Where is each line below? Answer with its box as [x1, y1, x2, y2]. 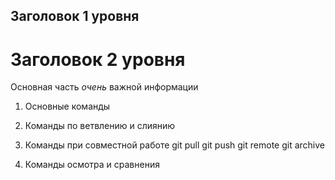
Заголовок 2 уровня [10, 48, 186, 71]
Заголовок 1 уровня [10, 8, 140, 25]
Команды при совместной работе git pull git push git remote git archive [24, 139, 325, 151]
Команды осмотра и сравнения [24, 159, 160, 171]
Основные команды [24, 100, 111, 113]
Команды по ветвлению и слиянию [24, 120, 176, 132]
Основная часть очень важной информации [10, 81, 199, 93]
